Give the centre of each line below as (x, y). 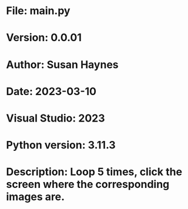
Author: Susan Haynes (62, 64)
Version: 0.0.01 (44, 38)
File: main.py (38, 11)
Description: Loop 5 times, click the (94, 172)
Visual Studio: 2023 (56, 118)
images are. (36, 197)
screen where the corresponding (88, 185)
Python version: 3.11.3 (61, 145)
